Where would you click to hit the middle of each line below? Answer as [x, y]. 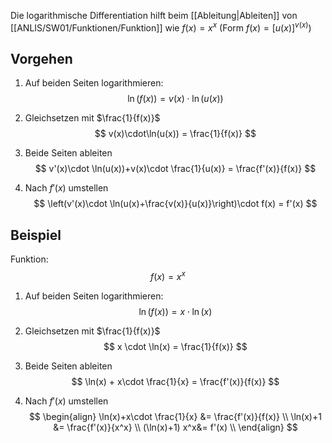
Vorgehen [41, 59]
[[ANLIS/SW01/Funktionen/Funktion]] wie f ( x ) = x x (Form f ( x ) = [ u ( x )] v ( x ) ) [161, 27]
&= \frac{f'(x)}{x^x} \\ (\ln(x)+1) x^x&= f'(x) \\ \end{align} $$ [175, 427]
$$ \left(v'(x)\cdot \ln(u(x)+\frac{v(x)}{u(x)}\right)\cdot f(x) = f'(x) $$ [175, 204]
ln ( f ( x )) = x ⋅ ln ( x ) [175, 311]
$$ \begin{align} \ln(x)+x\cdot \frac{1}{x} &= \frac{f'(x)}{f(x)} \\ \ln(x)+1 [175, 416]
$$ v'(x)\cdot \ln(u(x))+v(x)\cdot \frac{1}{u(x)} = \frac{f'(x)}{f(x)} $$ [175, 169]
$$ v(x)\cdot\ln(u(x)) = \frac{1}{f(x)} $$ [175, 134]
